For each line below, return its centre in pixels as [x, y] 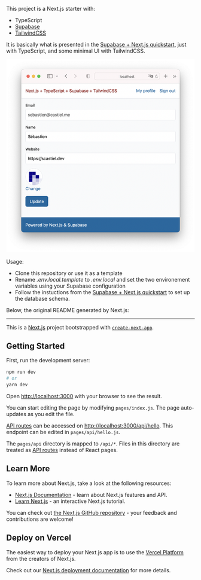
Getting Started [36, 346]
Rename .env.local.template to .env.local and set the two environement [102, 279]
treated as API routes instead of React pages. [62, 450]
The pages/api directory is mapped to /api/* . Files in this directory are [93, 444]
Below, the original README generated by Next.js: [68, 310]
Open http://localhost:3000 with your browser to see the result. [84, 396]
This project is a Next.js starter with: [51, 9]
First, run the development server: [48, 361]
